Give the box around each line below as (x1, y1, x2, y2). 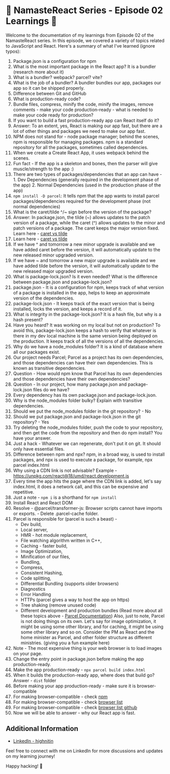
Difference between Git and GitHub (13, 90, 87, 96)
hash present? (13, 316, 43, 322)
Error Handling (20, 591, 51, 597)
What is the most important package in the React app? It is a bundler (13, 63, 156, 69)
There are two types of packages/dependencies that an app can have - (13, 171, 162, 177)
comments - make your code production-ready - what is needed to (13, 106, 153, 113)
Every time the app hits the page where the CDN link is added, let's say (13, 478, 161, 484)
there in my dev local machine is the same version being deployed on (13, 333, 158, 339)
